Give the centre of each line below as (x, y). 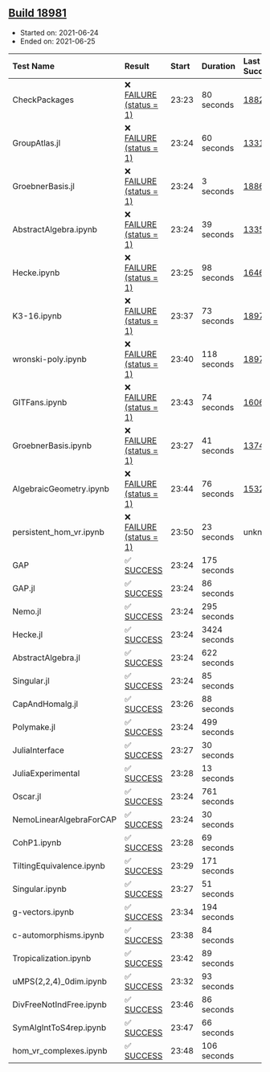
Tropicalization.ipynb (52, 958)
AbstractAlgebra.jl (46, 657)
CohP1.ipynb (37, 842)
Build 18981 (37, 13)
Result (137, 66)
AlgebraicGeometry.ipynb (61, 488)
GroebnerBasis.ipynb (52, 446)
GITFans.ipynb (40, 402)
